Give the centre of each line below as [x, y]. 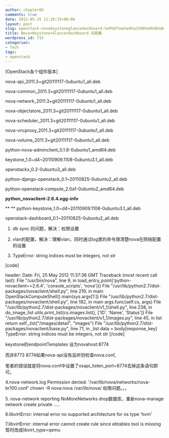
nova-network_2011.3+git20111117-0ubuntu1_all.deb [58, 101]
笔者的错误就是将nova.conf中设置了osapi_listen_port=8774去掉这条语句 [79, 366]
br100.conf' [17, 388]
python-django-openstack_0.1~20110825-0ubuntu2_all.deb [66, 179]
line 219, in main [87, 291]
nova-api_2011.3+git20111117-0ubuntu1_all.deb [53, 82]
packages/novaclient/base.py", [37, 329]
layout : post [19, 24]
